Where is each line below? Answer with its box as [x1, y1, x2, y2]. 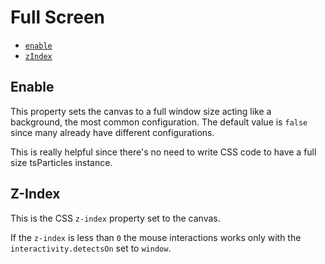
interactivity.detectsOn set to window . [10, 242, 172, 254]
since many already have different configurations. [10, 126, 215, 138]
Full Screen [10, 6, 106, 29]
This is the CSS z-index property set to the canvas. [10, 212, 221, 224]
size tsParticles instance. [10, 156, 113, 168]
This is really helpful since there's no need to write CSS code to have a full [10, 146, 317, 158]
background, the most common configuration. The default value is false [10, 116, 308, 128]
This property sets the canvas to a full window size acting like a [10, 105, 272, 117]
